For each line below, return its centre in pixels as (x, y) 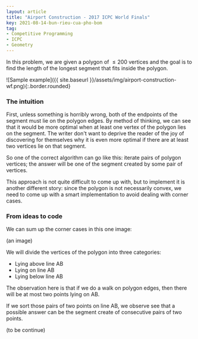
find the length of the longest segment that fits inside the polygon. (87, 68)
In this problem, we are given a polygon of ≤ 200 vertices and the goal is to (99, 62)
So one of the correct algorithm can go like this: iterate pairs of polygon (94, 158)
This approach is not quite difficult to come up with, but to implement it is (96, 182)
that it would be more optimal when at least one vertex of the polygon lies (96, 127)
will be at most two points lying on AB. (53, 294)
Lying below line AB (39, 276)
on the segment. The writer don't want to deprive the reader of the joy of (95, 133)
